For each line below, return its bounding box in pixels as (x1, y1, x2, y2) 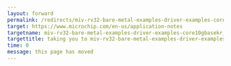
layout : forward (7, 10, 54, 17)
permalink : (7, 16, 38, 23)
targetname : (7, 29, 41, 36)
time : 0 (7, 42, 30, 49)
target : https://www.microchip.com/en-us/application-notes (7, 23, 184, 30)
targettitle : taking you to (7, 36, 88, 43)
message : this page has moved (7, 49, 94, 56)
